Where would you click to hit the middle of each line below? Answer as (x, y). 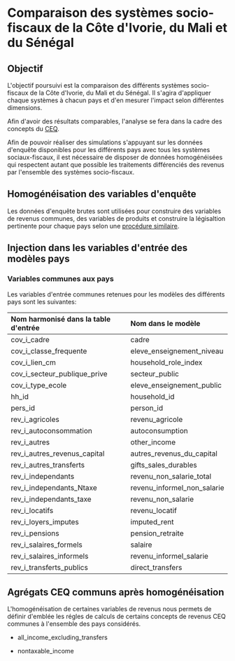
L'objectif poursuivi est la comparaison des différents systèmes (98, 85)
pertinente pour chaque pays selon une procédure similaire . (93, 226)
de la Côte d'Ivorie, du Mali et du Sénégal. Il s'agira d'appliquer (120, 93)
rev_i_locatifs (32, 510)
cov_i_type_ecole (39, 385)
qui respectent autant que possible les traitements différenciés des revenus (116, 165)
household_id (152, 396)
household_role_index (166, 362)
